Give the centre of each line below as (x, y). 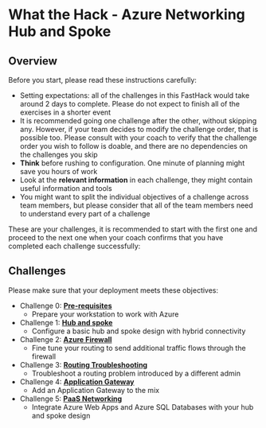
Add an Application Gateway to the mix (96, 390)
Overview (33, 61)
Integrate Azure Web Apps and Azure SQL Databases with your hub (143, 407)
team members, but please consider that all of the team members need (136, 205)
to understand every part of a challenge (85, 214)
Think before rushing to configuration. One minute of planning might (132, 163)
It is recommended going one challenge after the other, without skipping (138, 121)
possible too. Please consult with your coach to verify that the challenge (138, 138)
